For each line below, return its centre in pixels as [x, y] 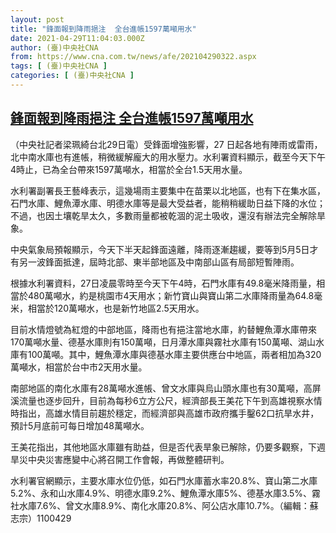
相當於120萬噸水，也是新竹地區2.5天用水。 [116, 308]
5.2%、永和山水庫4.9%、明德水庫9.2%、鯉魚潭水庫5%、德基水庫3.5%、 [161, 493]
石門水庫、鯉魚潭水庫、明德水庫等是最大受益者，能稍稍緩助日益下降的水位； [168, 203]
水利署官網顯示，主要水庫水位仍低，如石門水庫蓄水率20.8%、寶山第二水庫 [164, 480]
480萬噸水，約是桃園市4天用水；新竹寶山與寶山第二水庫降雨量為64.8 [171, 295]
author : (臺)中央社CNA [54, 47]
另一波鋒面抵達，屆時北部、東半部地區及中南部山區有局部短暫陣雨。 [159, 262]
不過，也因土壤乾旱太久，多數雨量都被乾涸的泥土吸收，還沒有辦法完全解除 [163, 215]
